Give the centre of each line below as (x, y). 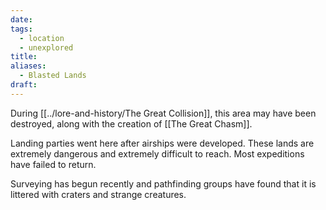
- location (42, 38)
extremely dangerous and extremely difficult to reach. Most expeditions (157, 153)
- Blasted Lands (53, 76)
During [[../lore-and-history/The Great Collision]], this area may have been (163, 113)
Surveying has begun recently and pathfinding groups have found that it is (163, 183)
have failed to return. (53, 164)
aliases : (28, 66)
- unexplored (46, 47)
